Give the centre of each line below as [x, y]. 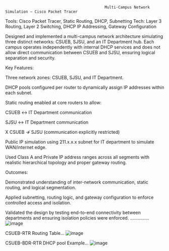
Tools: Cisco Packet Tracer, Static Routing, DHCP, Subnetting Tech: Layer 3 [83, 21]
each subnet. [19, 93]
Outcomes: [17, 172]
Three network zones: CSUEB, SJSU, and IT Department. [64, 78]
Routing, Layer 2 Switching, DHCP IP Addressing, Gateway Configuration [81, 26]
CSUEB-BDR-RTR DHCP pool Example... [47, 243]
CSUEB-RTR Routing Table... [35, 233]
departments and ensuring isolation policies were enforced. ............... [77, 218]
